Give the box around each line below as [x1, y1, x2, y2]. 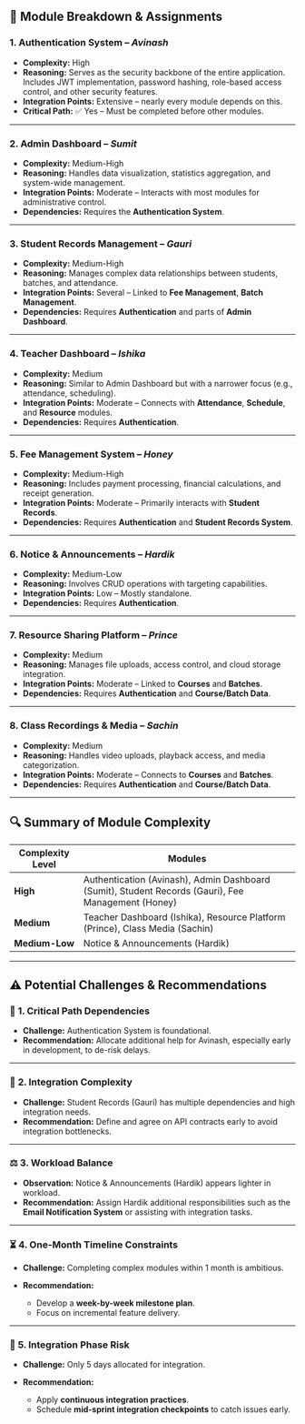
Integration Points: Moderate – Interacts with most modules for [22, 187, 261, 197]
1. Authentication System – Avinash [9, 36, 170, 49]
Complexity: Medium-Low [22, 569, 123, 580]
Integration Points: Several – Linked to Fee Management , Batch [22, 288, 264, 298]
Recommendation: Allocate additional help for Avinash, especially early [22, 1035, 291, 1046]
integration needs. [22, 1106, 91, 1117]
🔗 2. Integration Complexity [9, 1076, 133, 1088]
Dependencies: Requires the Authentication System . [22, 206, 225, 217]
